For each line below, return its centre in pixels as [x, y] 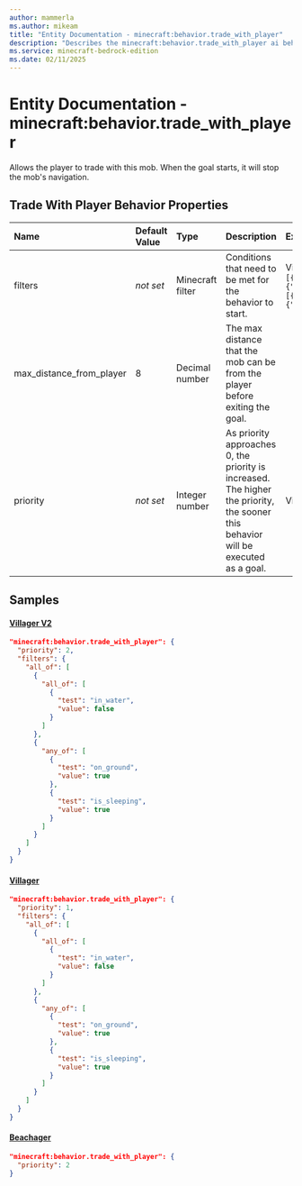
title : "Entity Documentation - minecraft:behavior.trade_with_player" [146, 34]
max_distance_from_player [71, 373]
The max [244, 328]
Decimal [194, 368]
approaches [251, 444]
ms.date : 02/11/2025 [48, 59]
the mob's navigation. [49, 177]
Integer [191, 495]
